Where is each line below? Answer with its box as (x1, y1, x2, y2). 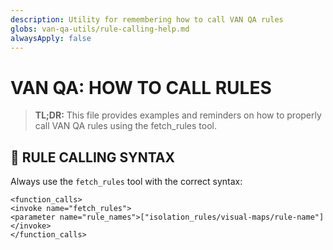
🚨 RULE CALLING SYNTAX (10, 149, 175, 166)
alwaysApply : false (10, 33, 92, 43)
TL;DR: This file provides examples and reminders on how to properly (34, 109, 322, 121)
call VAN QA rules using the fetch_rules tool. (34, 120, 218, 132)
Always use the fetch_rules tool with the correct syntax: (10, 176, 243, 188)
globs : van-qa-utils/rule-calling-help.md (10, 24, 190, 34)
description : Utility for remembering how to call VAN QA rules (10, 14, 284, 25)
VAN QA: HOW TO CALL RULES (10, 76, 272, 99)
